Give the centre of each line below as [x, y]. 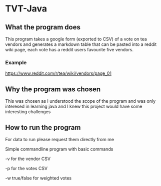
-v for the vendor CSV [28, 159]
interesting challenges [28, 112]
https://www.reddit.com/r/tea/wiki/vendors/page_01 [58, 73]
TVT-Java [26, 9]
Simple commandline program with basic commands [59, 149]
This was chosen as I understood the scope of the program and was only [80, 101]
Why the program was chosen [53, 89]
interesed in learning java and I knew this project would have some [74, 106]
